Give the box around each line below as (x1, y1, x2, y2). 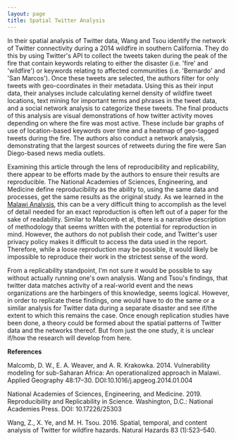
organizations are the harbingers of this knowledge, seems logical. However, (7, 289, 230, 297)
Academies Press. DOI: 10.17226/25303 (7, 404, 122, 413)
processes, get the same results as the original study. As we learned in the (7, 192, 224, 201)
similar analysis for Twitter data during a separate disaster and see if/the (7, 303, 217, 312)
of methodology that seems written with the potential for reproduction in (7, 222, 217, 231)
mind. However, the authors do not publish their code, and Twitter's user (7, 230, 218, 238)
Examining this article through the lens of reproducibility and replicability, (7, 162, 220, 171)
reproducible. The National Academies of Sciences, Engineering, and (7, 177, 208, 186)
